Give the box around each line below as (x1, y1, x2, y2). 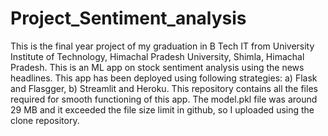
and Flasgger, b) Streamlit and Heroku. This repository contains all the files (10, 82, 318, 94)
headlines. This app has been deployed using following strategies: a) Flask (10, 72, 318, 84)
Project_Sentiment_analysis (10, 7, 247, 30)
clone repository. (10, 114, 80, 126)
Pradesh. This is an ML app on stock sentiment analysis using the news (10, 61, 305, 73)
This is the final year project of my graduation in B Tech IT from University (10, 40, 315, 52)
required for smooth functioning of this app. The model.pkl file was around (10, 93, 318, 105)
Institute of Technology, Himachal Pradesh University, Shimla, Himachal (10, 50, 305, 62)
